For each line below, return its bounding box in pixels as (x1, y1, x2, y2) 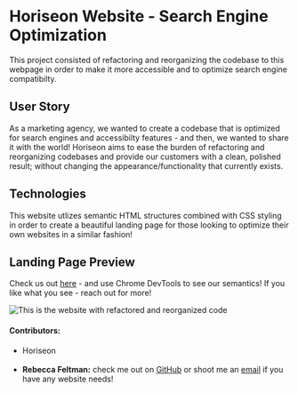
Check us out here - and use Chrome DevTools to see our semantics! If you (9, 278, 286, 289)
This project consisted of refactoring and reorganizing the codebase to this (9, 54, 285, 65)
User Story (9, 100, 70, 115)
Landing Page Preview (9, 254, 135, 269)
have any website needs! (21, 373, 114, 384)
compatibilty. (9, 73, 57, 84)
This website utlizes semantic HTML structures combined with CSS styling (9, 210, 282, 221)
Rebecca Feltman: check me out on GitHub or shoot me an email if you (21, 364, 284, 374)
